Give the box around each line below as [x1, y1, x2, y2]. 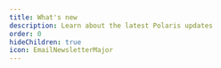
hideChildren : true [9, 37, 82, 47]
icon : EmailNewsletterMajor [9, 46, 114, 55]
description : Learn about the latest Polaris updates [9, 21, 214, 30]
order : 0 [9, 29, 42, 38]
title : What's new [9, 12, 78, 22]
